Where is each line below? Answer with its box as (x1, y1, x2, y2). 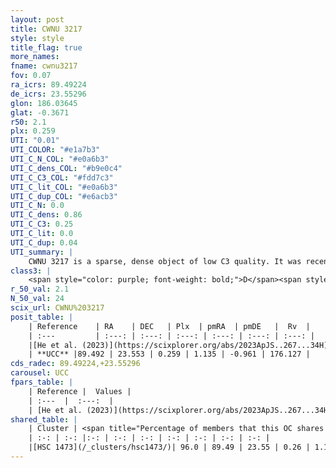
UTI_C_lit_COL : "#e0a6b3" (10, 182, 118, 192)
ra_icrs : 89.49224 (10, 80, 87, 90)
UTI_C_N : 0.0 (10, 201, 65, 211)
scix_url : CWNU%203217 (10, 303, 105, 313)
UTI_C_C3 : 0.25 (10, 219, 74, 230)
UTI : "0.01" (10, 136, 60, 146)
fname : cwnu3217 (10, 61, 78, 71)
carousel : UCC (10, 368, 70, 378)
